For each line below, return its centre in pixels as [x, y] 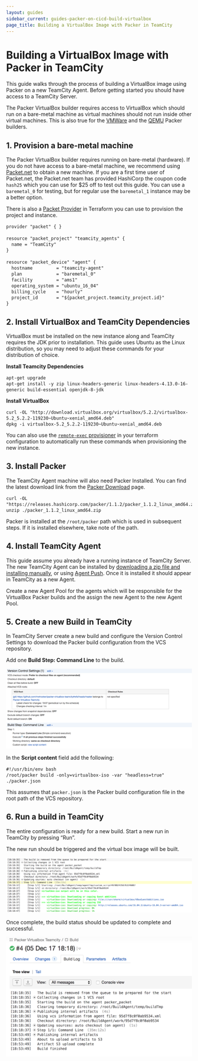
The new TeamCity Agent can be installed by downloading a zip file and [93, 567]
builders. [17, 127]
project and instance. [32, 215]
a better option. [25, 198]
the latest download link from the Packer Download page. [76, 487]
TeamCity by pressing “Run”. [41, 837]
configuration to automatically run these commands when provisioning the [96, 441]
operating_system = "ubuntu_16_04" [55, 286]
